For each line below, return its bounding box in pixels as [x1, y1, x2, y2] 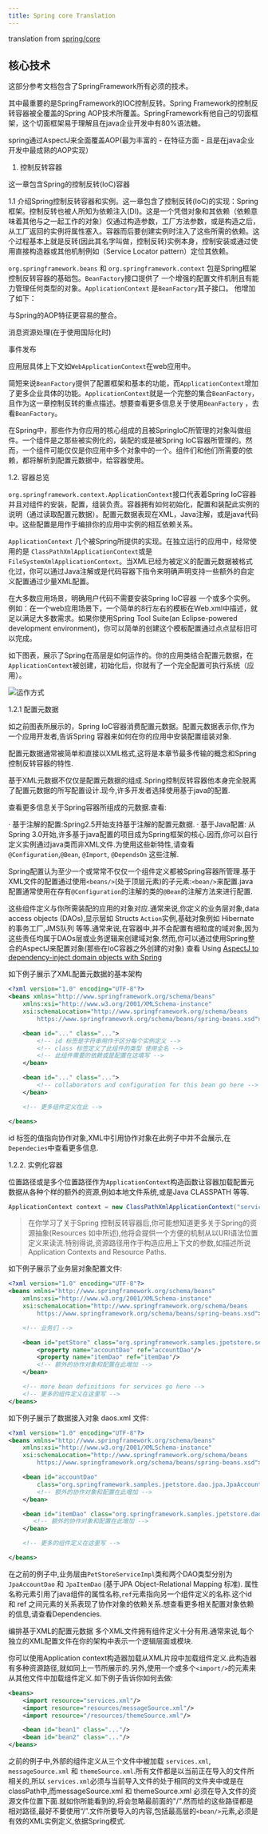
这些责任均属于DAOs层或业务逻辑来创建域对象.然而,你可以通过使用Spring [8, 934, 249, 943]
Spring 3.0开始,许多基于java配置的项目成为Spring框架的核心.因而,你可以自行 [8, 830, 258, 839]
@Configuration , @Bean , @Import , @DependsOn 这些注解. [8, 850, 179, 859]
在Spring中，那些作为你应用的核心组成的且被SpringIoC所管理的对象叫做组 [8, 426, 251, 435]
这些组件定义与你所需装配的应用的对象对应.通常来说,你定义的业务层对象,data [8, 903, 260, 913]
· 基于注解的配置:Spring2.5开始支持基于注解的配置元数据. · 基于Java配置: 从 [8, 819, 256, 829]
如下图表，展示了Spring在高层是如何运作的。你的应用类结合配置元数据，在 [8, 651, 254, 660]
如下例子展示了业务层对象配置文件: [8, 1263, 123, 1273]
